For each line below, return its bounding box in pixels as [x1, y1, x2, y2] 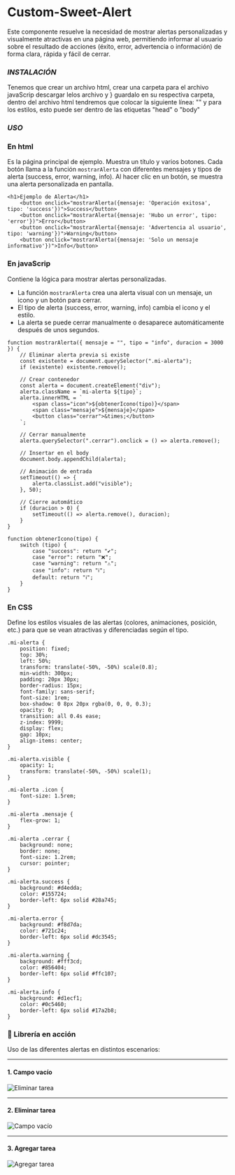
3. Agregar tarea [7, 1144, 56, 1153]
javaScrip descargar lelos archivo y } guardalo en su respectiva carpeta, [7, 90, 215, 99]
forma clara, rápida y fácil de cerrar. [7, 50, 111, 58]
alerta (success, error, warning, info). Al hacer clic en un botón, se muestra [7, 172, 223, 181]
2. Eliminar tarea [7, 1106, 56, 1115]
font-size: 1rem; [20, 694, 71, 701]
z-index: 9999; [20, 719, 64, 726]
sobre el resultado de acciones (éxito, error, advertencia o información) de [7, 42, 222, 50]
